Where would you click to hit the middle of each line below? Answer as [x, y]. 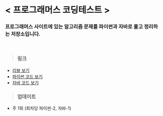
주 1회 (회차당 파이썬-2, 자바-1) [41, 108]
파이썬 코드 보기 [27, 76]
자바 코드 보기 [25, 83]
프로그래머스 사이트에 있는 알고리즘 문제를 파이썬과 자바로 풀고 [74, 27]
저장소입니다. [26, 34]
